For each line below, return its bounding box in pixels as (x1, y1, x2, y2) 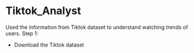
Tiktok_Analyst (5, 4, 81, 18)
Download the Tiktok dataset (14, 41, 84, 48)
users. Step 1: (5, 29, 39, 37)
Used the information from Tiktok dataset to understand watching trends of (5, 24, 188, 31)
